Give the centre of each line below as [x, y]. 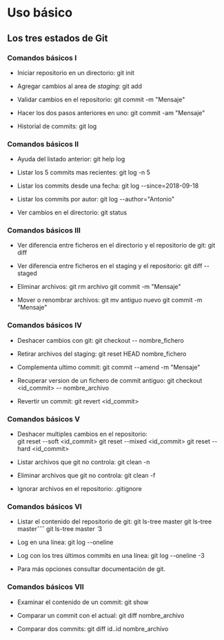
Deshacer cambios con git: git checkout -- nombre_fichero [100, 340]
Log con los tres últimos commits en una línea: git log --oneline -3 [111, 556]
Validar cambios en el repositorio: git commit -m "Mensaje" [101, 99]
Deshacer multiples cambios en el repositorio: [82, 434]
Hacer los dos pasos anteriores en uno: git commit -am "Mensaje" [111, 112]
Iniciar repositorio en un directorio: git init [75, 72]
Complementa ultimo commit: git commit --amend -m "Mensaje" [109, 367]
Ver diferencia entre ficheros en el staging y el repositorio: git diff [110, 266]
